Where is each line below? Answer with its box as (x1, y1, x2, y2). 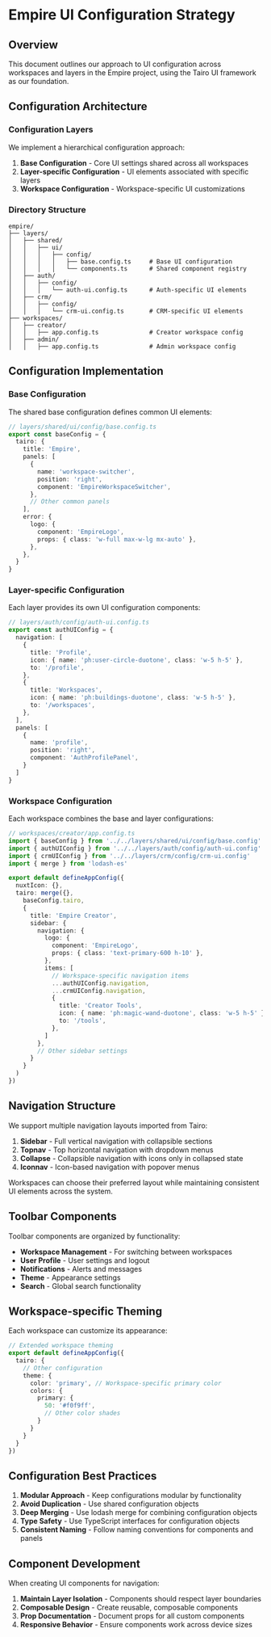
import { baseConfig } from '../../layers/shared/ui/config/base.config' (8, 836, 262, 845)
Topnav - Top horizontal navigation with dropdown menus (19, 1145, 214, 1155)
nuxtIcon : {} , (15, 882, 63, 890)
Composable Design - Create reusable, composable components (19, 1602, 239, 1613)
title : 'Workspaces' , (29, 686, 103, 694)
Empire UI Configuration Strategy (8, 6, 236, 24)
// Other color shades (44, 1409, 121, 1417)
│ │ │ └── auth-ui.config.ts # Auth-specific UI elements (8, 285, 248, 294)
